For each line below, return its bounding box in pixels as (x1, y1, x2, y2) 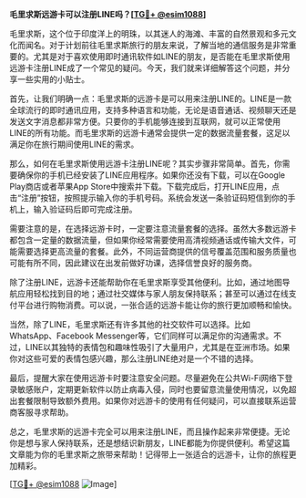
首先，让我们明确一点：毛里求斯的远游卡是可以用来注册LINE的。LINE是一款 (9, 93, 292, 104)
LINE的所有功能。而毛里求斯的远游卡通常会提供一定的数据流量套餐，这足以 (9, 128, 291, 138)
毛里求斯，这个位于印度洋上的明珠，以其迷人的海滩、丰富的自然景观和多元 (9, 28, 289, 39)
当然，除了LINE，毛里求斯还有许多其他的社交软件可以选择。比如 (9, 319, 250, 329)
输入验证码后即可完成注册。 (33, 204, 138, 214)
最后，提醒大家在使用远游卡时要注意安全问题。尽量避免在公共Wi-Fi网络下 (9, 373, 285, 383)
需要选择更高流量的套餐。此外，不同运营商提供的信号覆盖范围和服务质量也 (16, 246, 297, 256)
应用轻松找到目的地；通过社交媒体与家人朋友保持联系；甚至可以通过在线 (16, 288, 289, 299)
